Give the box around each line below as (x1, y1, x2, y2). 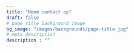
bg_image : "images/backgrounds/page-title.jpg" (6, 26, 129, 32)
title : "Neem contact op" (6, 9, 72, 15)
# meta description (6, 32, 56, 38)
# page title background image (6, 20, 85, 26)
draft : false (6, 15, 39, 21)
